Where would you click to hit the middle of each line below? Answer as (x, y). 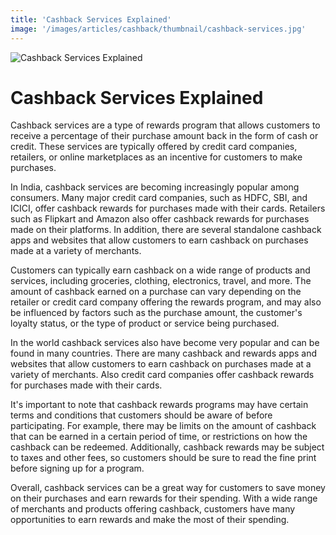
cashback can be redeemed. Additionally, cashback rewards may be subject (167, 447)
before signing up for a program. (77, 468)
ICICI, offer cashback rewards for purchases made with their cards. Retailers (168, 208)
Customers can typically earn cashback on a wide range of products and (160, 270)
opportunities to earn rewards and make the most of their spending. (150, 520)
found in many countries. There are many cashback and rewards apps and (164, 353)
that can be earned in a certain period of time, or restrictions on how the (159, 437)
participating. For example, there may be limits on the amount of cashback (163, 426)
